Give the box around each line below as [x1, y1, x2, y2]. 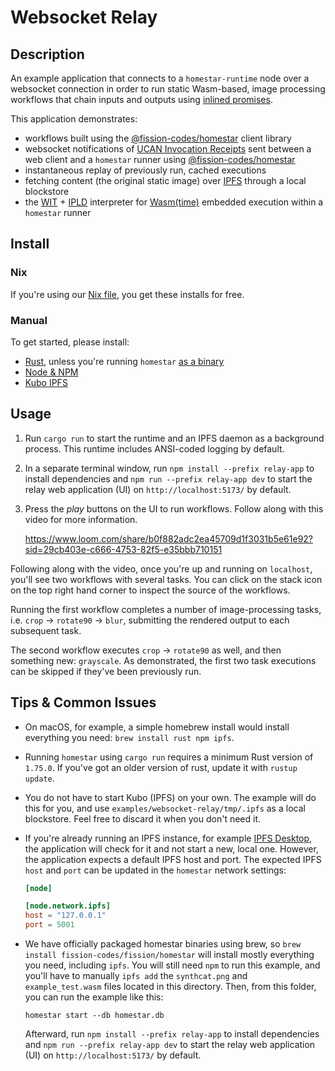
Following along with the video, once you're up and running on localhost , [10, 562, 313, 575]
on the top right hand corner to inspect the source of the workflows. [10, 584, 291, 596]
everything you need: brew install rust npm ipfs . [24, 731, 235, 743]
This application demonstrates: [10, 113, 138, 125]
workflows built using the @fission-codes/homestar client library [24, 132, 292, 144]
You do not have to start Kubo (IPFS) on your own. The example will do [24, 791, 317, 803]
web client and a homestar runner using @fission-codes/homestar [24, 154, 296, 165]
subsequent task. [10, 624, 82, 636]
